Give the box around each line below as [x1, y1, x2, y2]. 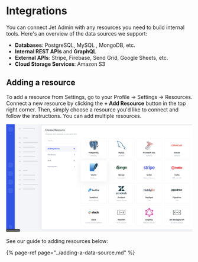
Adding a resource [6, 78, 76, 88]
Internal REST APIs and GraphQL [14, 47, 96, 55]
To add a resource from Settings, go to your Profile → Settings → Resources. [6, 93, 193, 100]
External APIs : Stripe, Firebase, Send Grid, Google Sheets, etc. [14, 54, 168, 61]
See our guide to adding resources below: [6, 237, 108, 244]
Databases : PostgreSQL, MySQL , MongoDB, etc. [14, 41, 136, 49]
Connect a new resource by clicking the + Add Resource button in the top [6, 100, 186, 107]
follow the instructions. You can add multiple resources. [6, 112, 142, 119]
